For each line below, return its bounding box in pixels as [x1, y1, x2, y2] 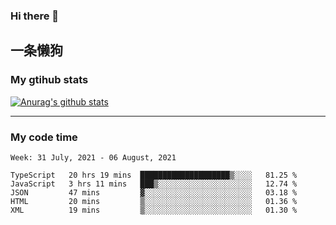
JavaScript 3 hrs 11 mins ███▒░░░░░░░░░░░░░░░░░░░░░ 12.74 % [10, 179, 298, 189]
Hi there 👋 [10, 9, 60, 23]
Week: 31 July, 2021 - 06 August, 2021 [10, 152, 177, 163]
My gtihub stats [10, 73, 89, 87]
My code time [10, 130, 78, 144]
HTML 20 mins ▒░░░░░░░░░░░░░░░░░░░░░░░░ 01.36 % [10, 196, 298, 206]
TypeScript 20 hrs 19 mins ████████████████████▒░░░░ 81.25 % [10, 170, 298, 180]
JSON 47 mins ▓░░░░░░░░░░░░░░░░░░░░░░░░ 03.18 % [10, 187, 298, 198]
